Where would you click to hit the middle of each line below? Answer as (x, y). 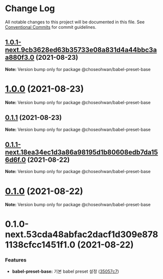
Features (16, 260)
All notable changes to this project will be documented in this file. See (75, 22)
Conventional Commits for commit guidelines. (51, 27)
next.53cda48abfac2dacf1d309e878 (81, 235)
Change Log (30, 9)
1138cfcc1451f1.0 (40, 245)
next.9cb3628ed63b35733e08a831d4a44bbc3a (81, 50)
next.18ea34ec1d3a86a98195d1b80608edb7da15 (81, 152)
